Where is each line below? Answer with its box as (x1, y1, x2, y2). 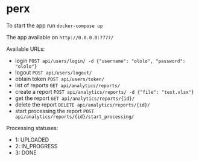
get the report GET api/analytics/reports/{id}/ (14, 94, 135, 102)
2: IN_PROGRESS (14, 142, 58, 149)
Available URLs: (6, 45, 45, 53)
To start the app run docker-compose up (6, 22, 103, 29)
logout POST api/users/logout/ (14, 68, 92, 76)
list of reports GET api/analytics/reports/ (14, 81, 121, 89)
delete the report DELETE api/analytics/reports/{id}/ (14, 100, 151, 108)
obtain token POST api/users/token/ (14, 75, 104, 82)
